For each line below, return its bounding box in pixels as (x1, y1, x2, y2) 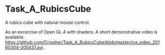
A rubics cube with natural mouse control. (5, 19, 90, 25)
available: (5, 34, 25, 40)
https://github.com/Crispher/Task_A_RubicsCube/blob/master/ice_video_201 (5, 39, 160, 45)
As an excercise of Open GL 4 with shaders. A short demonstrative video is (5, 29, 158, 35)
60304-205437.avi (5, 44, 43, 50)
